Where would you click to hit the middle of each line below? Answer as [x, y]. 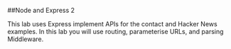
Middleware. [26, 39]
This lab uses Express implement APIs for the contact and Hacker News [113, 24]
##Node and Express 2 [41, 10]
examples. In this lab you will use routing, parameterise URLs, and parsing [116, 32]
